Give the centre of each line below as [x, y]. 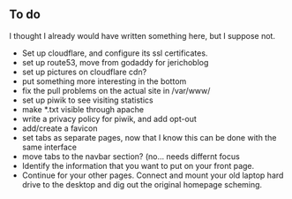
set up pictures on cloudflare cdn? [84, 72]
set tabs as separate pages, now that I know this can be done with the [149, 137]
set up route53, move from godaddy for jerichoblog [115, 62]
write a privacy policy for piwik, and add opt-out [109, 119]
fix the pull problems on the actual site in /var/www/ [116, 90]
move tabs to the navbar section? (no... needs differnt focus [131, 156]
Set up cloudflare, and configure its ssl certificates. [115, 53]
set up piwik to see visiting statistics [87, 100]
